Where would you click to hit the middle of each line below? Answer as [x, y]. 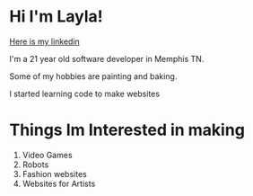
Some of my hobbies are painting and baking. [93, 76]
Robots [35, 165]
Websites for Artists [59, 183]
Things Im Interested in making [127, 130]
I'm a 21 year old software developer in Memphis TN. [107, 58]
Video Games [48, 155]
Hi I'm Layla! [56, 17]
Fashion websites [54, 174]
